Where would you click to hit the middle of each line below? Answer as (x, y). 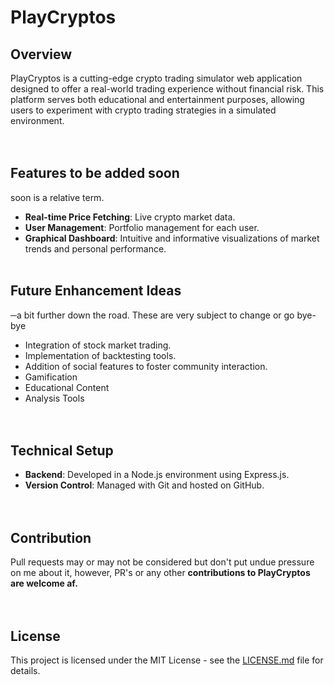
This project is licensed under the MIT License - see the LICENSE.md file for (167, 660)
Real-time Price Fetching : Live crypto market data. (130, 217)
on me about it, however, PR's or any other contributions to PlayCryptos (160, 573)
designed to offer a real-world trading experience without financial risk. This (167, 89)
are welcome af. (44, 583)
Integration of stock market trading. (98, 345)
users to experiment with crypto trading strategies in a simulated (143, 110)
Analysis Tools (54, 398)
